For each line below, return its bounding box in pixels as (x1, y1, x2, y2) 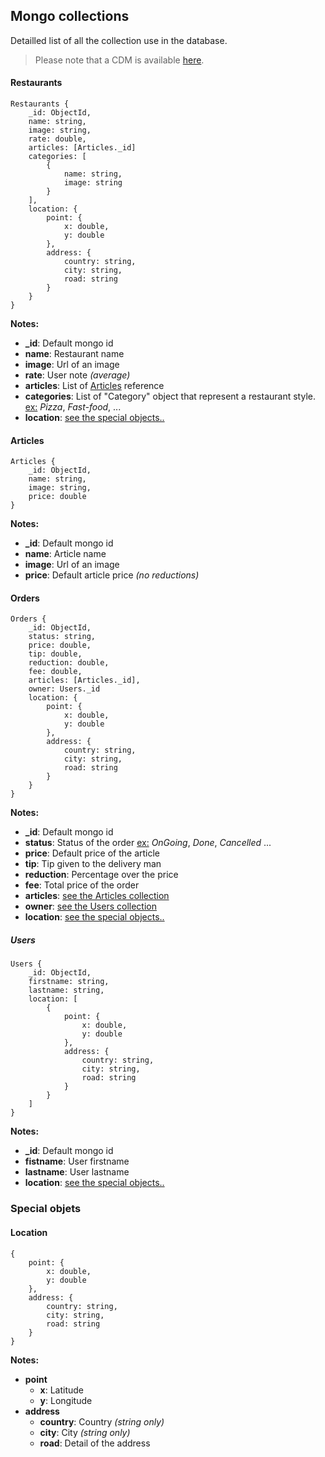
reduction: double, (28, 658, 110, 668)
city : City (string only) (39, 1426, 131, 1438)
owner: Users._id (28, 684, 101, 694)
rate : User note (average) (24, 369, 131, 381)
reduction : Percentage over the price (24, 869, 179, 881)
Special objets (10, 1202, 82, 1216)
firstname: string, (28, 977, 110, 987)
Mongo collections (10, 8, 130, 25)
